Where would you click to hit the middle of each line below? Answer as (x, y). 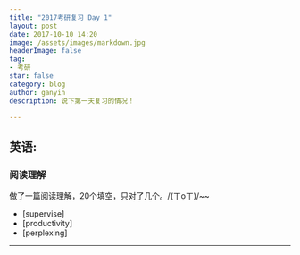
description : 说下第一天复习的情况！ (72, 101)
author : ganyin (37, 92)
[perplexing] (45, 233)
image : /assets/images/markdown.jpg (77, 42)
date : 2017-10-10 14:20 (54, 34)
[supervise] (43, 214)
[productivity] (47, 224)
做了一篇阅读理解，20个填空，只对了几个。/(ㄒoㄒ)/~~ (109, 196)
